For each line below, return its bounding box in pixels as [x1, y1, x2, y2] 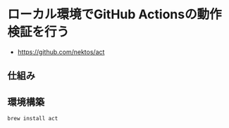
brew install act [7, 115, 58, 122]
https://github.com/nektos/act [17, 47, 105, 56]
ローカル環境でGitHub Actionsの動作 [7, 6, 222, 23]
